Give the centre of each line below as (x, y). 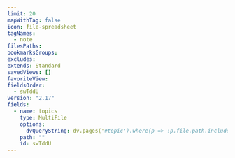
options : (33, 124)
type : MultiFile (44, 117)
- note (23, 40)
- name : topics (36, 111)
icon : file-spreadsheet (42, 27)
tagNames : (22, 33)
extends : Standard (34, 66)
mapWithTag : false (34, 20)
